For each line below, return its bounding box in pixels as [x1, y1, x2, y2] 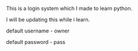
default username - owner [6, 27, 70, 34]
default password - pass [6, 39, 66, 45]
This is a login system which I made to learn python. [6, 5, 133, 12]
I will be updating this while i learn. [6, 16, 90, 23]
